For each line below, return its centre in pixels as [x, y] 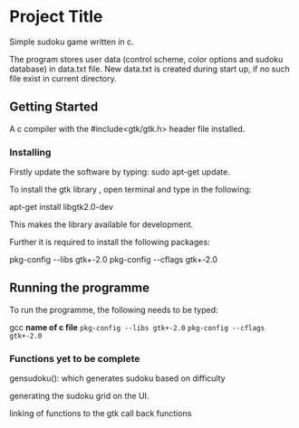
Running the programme [80, 288]
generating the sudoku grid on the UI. [79, 396]
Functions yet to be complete [75, 358]
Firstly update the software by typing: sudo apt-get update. [120, 172]
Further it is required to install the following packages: [110, 243]
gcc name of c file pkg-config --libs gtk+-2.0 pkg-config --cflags [137, 327]
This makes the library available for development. [101, 224]
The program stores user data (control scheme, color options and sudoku [146, 59]
